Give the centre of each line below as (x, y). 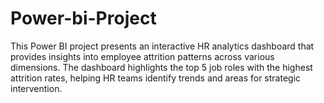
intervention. (36, 88)
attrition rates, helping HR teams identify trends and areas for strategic (156, 78)
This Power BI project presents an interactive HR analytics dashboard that (162, 46)
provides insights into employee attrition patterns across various (142, 56)
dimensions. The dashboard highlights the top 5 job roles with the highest (161, 67)
